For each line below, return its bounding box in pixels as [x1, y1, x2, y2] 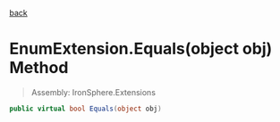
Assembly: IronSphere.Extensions [30, 86, 157, 97]
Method [9, 58, 69, 78]
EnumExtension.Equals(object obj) [9, 39, 273, 59]
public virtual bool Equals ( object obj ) [9, 104, 163, 113]
